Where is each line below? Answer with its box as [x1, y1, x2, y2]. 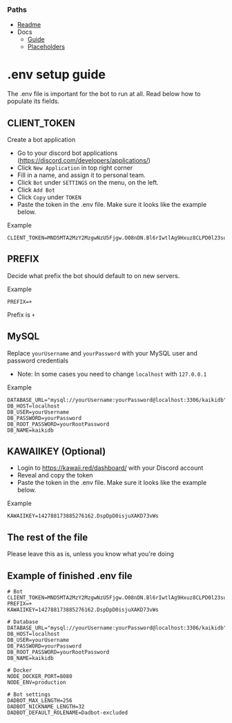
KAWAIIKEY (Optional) [7, 446, 106, 457]
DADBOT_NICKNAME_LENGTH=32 [7, 704, 85, 711]
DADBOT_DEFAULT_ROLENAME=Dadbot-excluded [7, 709, 128, 717]
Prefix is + [7, 310, 36, 319]
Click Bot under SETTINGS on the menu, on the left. [17, 179, 159, 187]
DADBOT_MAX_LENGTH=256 [7, 697, 72, 704]
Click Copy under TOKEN [17, 193, 81, 201]
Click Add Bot [17, 185, 55, 194]
